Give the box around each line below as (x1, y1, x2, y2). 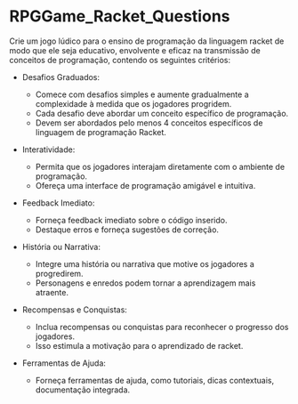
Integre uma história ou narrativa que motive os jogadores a (35, 258, 255, 269)
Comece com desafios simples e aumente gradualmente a (35, 89, 249, 100)
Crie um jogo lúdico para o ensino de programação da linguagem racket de (9, 36, 285, 46)
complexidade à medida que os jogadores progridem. (35, 98, 232, 109)
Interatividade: (21, 144, 76, 155)
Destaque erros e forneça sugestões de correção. (35, 224, 220, 235)
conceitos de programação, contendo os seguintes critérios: (9, 54, 231, 65)
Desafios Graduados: (21, 71, 101, 82)
